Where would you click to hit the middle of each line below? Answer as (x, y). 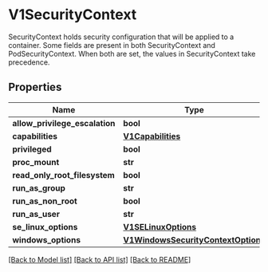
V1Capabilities (152, 136)
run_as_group (39, 187)
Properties (35, 87)
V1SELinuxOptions (160, 227)
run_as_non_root (45, 201)
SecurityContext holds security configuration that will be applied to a (121, 37)
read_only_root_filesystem (64, 175)
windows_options (47, 239)
